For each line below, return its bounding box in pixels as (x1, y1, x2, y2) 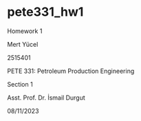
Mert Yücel (7, 40, 39, 48)
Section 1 (7, 80, 33, 88)
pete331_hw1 (7, 4, 84, 20)
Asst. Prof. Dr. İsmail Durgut (7, 93, 86, 102)
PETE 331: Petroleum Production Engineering (7, 67, 135, 75)
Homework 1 (7, 27, 43, 35)
